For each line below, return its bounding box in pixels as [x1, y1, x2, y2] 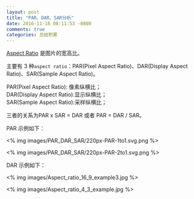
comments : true [6, 26, 45, 33]
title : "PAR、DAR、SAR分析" [6, 15, 75, 21]
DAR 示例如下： [6, 162, 46, 169]
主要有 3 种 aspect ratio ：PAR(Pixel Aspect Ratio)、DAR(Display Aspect [6, 63, 188, 70]
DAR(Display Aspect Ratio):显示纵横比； [6, 91, 107, 98]
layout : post [6, 9, 40, 15]
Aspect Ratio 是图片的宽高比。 [6, 50, 83, 57]
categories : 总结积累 [6, 32, 58, 38]
